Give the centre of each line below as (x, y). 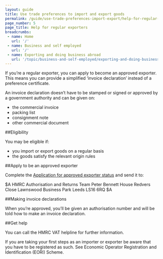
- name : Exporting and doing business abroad (54, 55)
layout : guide (19, 9)
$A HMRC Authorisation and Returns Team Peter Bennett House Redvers (78, 185)
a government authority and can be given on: (50, 98)
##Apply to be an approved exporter (41, 166)
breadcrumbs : (18, 32)
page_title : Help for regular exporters (47, 28)
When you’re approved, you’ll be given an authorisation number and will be (80, 208)
